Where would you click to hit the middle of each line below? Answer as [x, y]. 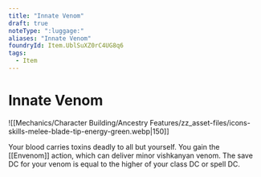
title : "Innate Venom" [46, 16]
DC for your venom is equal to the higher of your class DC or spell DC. [124, 164]
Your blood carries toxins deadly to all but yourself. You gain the [114, 146]
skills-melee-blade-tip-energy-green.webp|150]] [89, 131]
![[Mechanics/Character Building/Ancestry [78, 122]
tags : [17, 53]
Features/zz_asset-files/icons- [200, 122]
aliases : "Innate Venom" [50, 38]
